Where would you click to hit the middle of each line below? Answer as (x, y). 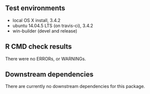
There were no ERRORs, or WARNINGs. (46, 58)
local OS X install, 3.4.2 (36, 20)
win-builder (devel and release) (45, 31)
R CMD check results (39, 47)
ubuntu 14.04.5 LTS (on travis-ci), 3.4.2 (53, 25)
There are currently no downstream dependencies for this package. (75, 86)
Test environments (35, 8)
